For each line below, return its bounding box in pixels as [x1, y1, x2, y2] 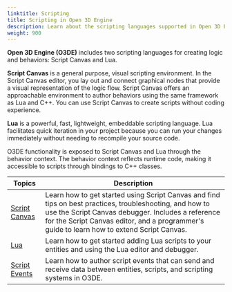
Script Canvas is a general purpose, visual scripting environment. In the [7, 69, 212, 77]
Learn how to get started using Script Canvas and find [45, 190, 221, 200]
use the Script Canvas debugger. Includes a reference [45, 208, 221, 217]
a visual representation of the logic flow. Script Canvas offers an [7, 84, 190, 92]
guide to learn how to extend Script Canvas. [45, 225, 188, 235]
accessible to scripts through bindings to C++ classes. [7, 162, 162, 170]
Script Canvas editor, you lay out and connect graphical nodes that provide [7, 77, 220, 85]
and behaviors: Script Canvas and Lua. [7, 56, 117, 64]
